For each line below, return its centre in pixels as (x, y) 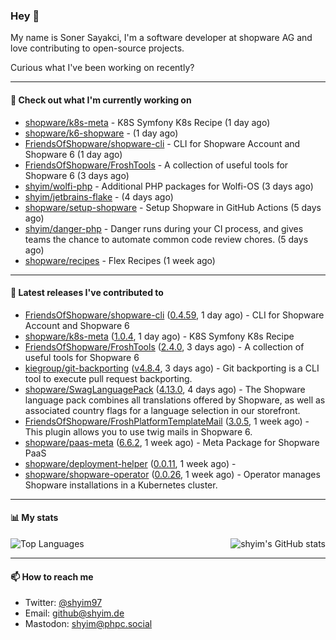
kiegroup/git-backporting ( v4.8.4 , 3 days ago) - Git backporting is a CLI (172, 368)
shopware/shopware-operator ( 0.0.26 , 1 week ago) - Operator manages (172, 474)
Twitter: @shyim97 (63, 603)
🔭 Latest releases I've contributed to (87, 293)
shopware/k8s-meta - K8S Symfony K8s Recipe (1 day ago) (147, 122)
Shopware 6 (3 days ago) (77, 175)
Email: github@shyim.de (74, 613)
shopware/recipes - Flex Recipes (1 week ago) (120, 260)
